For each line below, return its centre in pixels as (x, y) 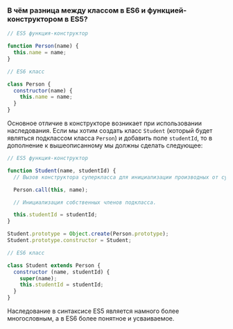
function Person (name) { (43, 46)
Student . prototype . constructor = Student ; (69, 241)
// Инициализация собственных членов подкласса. (85, 202)
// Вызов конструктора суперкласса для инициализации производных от (116, 177)
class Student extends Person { (54, 265)
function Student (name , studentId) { (62, 170)
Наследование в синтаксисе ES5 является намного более (93, 311)
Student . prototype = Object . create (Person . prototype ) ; (88, 234)
